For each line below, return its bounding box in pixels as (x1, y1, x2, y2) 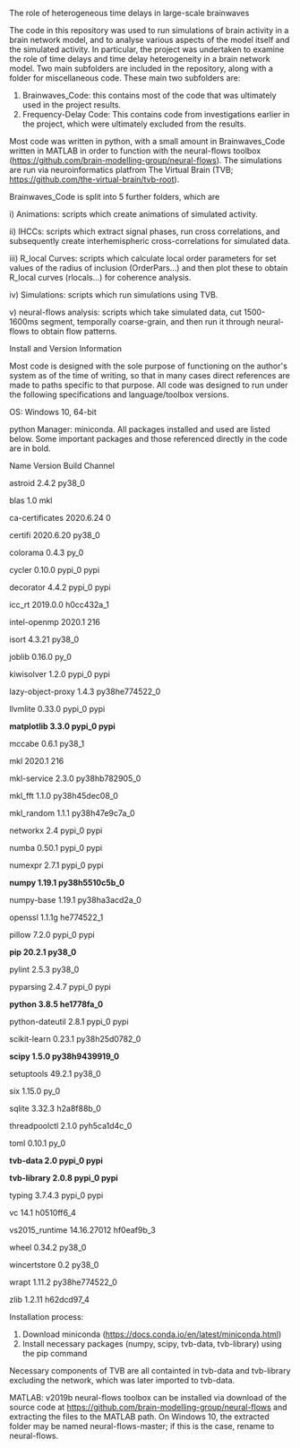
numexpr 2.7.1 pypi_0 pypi (9, 860, 104, 871)
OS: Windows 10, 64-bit (9, 407, 97, 417)
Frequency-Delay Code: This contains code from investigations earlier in (21, 109, 290, 119)
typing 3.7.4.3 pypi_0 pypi (9, 1190, 104, 1201)
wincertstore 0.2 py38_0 (9, 1260, 99, 1270)
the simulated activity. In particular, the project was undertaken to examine (9, 44, 285, 55)
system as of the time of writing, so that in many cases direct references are (9, 370, 291, 380)
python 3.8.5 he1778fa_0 (9, 999, 104, 1010)
